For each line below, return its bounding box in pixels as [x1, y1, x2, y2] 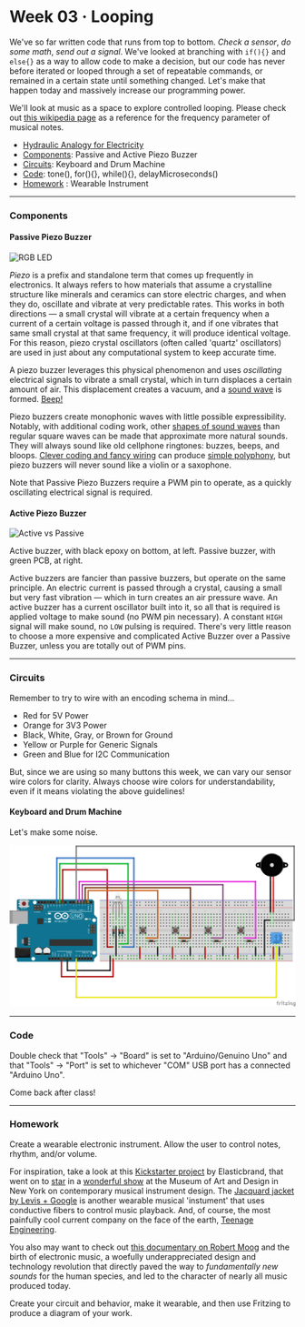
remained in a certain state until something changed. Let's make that [9, 75, 266, 85]
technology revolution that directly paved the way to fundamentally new [9, 1261, 279, 1272]
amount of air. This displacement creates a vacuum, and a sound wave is [9, 384, 282, 395]
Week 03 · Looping [9, 6, 154, 27]
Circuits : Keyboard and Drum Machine [22, 158, 166, 169]
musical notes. [9, 121, 64, 133]
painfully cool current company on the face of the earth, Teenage [9, 1214, 254, 1225]
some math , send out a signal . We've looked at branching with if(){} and [9, 45, 286, 56]
